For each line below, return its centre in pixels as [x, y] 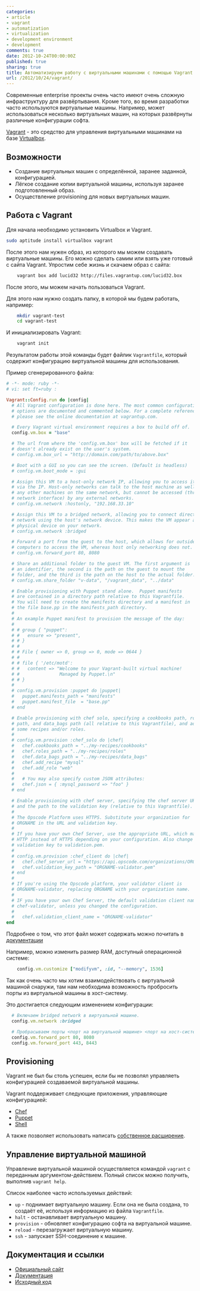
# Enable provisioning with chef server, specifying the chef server [99, 801]
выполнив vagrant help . [36, 1181]
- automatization [28, 28]
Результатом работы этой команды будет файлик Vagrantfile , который [97, 355]
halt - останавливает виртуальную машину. [71, 1217]
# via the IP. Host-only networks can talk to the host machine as [97, 487]
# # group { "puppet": [40, 630]
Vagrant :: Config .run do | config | [48, 400]
